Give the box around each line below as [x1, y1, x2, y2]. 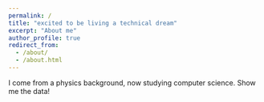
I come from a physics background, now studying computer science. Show [8, 77, 257, 88]
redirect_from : [8, 41, 59, 49]
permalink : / [8, 11, 52, 20]
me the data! [8, 86, 51, 96]
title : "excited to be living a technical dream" [8, 19, 178, 27]
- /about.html [15, 57, 63, 65]
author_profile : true [8, 33, 81, 42]
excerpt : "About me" [8, 26, 78, 34]
